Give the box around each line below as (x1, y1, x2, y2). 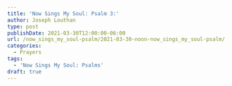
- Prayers (13, 49, 42, 56)
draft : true (7, 68, 42, 75)
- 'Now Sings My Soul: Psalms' (13, 62, 104, 69)
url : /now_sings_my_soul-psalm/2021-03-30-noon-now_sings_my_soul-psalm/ (7, 36, 226, 43)
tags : (7, 55, 23, 62)
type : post (7, 23, 39, 30)
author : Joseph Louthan (7, 17, 76, 24)
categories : (7, 42, 42, 49)
